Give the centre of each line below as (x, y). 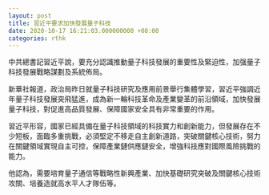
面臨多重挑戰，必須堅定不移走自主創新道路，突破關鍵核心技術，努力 (148, 136)
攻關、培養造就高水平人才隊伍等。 (64, 183)
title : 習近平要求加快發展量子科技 (60, 23)
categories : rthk (37, 38)
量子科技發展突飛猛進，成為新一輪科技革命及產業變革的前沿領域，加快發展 (138, 99)
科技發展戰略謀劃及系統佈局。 (57, 72)
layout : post (30, 16)
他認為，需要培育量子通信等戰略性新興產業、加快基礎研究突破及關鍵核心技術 (134, 173)
